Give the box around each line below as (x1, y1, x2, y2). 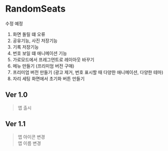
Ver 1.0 (5, 91, 28, 99)
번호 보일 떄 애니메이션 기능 (12, 50, 68, 56)
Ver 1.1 (5, 120, 26, 128)
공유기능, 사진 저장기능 (12, 37, 58, 44)
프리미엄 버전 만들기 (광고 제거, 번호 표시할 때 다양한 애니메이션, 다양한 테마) (12, 69, 163, 75)
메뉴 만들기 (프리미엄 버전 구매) (12, 63, 75, 69)
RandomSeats (5, 3, 66, 15)
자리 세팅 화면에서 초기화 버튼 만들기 (12, 75, 85, 82)
